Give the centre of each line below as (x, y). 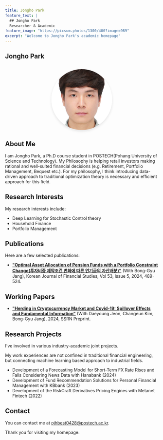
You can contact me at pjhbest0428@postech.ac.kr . (57, 423)
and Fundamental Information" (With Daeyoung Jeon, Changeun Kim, (83, 314)
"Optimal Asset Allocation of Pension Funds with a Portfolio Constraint (85, 265)
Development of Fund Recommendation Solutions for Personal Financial (84, 381)
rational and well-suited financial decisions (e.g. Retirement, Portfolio (74, 166)
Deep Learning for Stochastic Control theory (56, 218)
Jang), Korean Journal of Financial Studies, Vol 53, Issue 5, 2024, (78, 276)
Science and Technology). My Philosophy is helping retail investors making (80, 161)
